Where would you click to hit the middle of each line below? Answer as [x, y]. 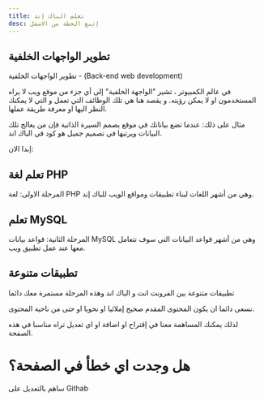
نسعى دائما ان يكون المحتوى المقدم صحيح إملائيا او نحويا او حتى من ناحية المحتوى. [132, 308]
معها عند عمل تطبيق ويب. [47, 248]
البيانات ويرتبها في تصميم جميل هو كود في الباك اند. [85, 133]
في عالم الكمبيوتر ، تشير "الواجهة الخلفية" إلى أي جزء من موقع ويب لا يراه [120, 92]
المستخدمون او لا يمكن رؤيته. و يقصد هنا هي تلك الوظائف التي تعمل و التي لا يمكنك [132, 100]
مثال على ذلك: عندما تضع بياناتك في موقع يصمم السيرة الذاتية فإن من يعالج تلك [127, 125]
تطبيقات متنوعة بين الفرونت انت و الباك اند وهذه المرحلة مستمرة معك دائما [121, 292]
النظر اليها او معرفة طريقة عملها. [58, 109]
